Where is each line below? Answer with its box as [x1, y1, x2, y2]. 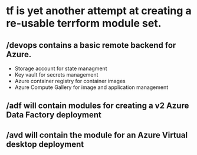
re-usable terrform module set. [6, 17, 162, 30]
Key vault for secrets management [14, 71, 98, 78]
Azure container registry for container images [14, 78, 126, 84]
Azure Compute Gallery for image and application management [14, 84, 169, 91]
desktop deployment [6, 139, 84, 149]
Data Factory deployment [6, 110, 101, 120]
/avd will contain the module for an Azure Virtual [6, 130, 188, 140]
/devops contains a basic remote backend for [6, 40, 176, 50]
